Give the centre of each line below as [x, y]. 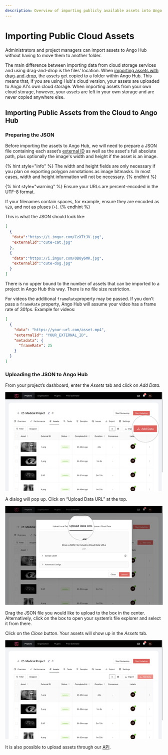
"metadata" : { [29, 340]
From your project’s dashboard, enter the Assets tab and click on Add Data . [83, 385]
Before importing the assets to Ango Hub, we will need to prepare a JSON [81, 146]
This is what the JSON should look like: [45, 217]
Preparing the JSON [30, 134]
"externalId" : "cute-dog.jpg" [42, 263]
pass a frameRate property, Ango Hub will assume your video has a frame [81, 304]
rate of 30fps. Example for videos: [40, 309]
